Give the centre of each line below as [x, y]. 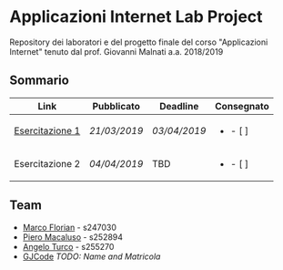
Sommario [40, 81]
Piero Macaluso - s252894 [73, 237]
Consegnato [243, 106]
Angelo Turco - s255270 [68, 246]
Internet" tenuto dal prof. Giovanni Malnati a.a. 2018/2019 [116, 51]
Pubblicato [116, 106]
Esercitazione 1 [47, 130]
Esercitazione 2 [47, 163]
